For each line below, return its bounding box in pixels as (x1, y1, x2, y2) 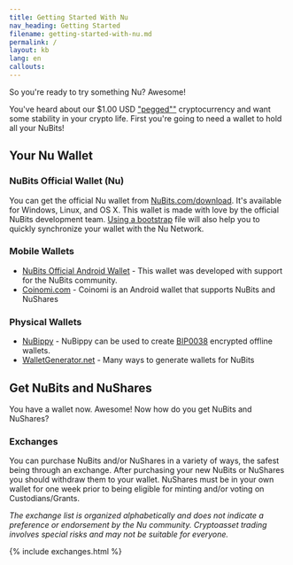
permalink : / (9, 37, 58, 47)
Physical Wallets (9, 315, 82, 328)
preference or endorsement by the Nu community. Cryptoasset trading (9, 520, 267, 530)
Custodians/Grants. (9, 493, 80, 504)
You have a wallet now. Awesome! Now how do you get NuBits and (9, 404, 252, 414)
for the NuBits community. (21, 275, 118, 285)
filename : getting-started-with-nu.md (9, 29, 152, 38)
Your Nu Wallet (9, 148, 93, 164)
